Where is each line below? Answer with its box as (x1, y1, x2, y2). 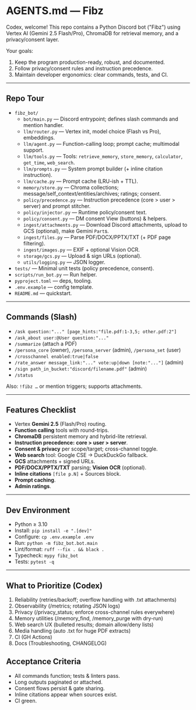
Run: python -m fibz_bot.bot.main (14, 540, 98, 547)
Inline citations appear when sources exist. (14, 691, 118, 698)
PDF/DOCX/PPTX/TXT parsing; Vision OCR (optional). (14, 464, 147, 471)
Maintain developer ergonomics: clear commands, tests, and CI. (14, 71, 169, 78)
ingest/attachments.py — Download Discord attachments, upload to (23, 221, 188, 228)
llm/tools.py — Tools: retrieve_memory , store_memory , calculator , (23, 152, 183, 159)
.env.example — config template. (14, 283, 93, 291)
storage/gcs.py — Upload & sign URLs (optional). (23, 252, 142, 259)
